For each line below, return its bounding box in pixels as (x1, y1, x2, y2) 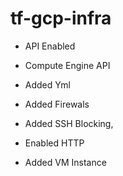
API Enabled (24, 40, 76, 52)
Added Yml (24, 78, 71, 91)
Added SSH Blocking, (24, 117, 114, 129)
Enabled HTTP (24, 137, 85, 149)
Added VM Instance (24, 156, 107, 168)
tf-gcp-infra (10, 7, 112, 30)
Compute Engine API (24, 59, 111, 71)
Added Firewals (24, 98, 90, 110)
